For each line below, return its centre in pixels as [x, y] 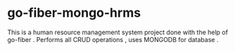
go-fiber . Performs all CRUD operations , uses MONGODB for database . [113, 39]
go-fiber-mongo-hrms [74, 13]
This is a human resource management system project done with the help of [118, 32]
